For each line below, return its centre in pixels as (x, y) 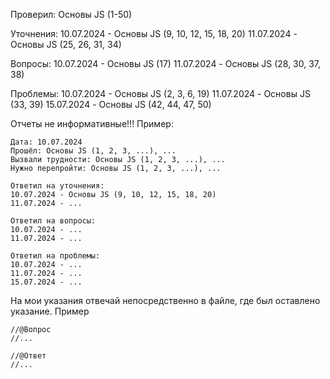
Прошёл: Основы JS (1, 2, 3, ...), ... (93, 151)
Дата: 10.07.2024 (46, 142)
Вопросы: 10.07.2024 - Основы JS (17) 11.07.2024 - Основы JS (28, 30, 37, (166, 63)
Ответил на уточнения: (57, 186)
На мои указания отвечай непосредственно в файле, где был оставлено (165, 300)
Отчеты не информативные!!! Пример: (92, 123)
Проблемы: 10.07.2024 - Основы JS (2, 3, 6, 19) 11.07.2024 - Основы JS (160, 93)
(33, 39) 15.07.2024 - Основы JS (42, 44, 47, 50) (111, 104)
